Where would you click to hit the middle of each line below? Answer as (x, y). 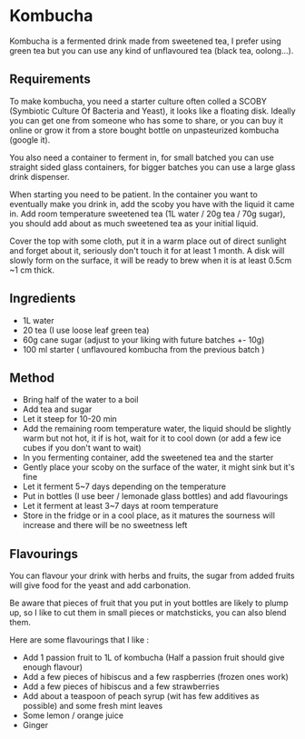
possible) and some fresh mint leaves (93, 706)
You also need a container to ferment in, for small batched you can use (142, 157)
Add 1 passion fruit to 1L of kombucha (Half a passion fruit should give (153, 658)
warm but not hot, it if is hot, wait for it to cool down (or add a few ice (152, 438)
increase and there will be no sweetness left (105, 525)
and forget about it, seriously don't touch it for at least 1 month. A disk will (147, 250)
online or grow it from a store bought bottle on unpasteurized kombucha (144, 130)
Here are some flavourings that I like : (79, 640)
